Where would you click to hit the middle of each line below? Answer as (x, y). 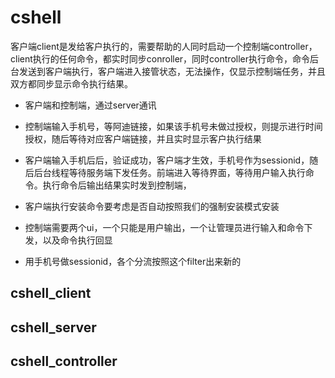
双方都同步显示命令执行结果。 (71, 83)
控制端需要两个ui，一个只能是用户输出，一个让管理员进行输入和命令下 (168, 227)
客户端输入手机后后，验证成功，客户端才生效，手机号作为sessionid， (167, 160)
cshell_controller (64, 361)
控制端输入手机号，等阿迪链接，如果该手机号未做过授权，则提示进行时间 (173, 126)
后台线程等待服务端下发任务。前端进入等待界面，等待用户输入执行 (169, 172)
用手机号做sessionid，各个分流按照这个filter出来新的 (133, 261)
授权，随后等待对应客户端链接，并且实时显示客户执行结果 (143, 138)
